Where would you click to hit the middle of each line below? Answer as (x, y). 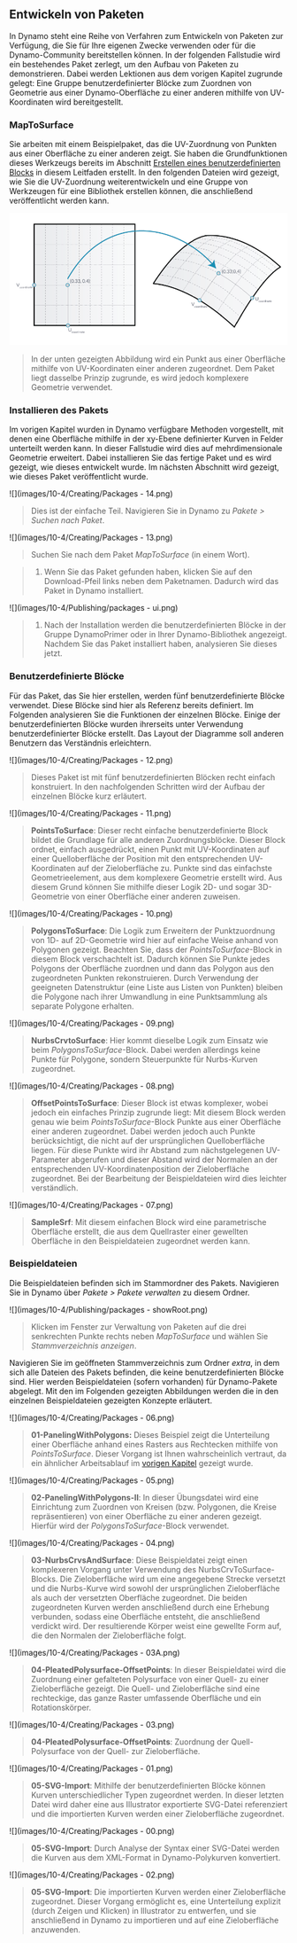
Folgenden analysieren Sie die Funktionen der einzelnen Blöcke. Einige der (145, 714)
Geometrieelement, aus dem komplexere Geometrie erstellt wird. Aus (156, 878)
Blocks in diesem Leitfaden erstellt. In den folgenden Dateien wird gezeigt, (145, 173)
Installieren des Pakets (59, 410)
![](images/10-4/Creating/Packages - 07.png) (91, 1205)
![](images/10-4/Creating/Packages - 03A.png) (95, 1652)
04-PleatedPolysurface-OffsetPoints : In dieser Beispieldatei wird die (158, 1669)
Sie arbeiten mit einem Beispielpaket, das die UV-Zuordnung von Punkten (143, 144)
